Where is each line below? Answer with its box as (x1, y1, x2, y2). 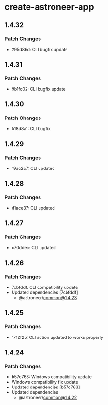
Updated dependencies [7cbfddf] (11, 289, 78, 295)
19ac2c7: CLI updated (11, 165, 55, 171)
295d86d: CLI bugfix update (11, 46, 68, 52)
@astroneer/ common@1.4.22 (18, 395, 77, 401)
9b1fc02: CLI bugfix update (11, 86, 66, 92)
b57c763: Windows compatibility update (11, 374, 92, 380)
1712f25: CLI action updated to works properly (11, 334, 103, 340)
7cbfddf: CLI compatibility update (11, 285, 78, 290)
